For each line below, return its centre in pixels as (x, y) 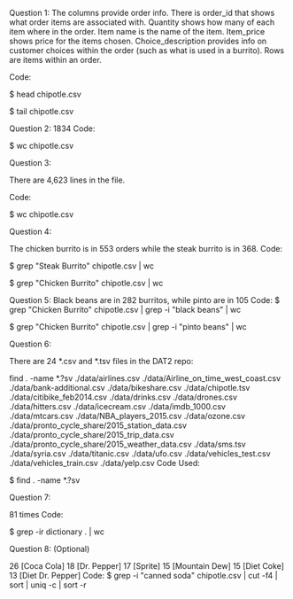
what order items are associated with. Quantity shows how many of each (142, 22)
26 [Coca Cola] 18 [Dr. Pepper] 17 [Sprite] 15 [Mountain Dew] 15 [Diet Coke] (147, 566)
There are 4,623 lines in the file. (67, 180)
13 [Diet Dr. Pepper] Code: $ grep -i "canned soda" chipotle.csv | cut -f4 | (143, 576)
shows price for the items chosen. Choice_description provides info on (138, 41)
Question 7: (30, 497)
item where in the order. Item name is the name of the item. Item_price (137, 31)
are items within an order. (55, 60)
